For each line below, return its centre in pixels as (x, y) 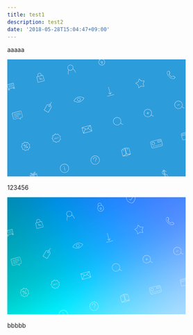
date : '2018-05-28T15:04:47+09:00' (59, 29)
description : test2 (35, 22)
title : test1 (26, 15)
